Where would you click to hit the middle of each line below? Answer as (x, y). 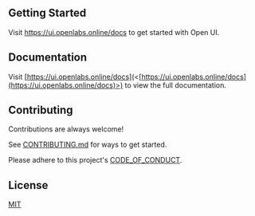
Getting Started (47, 13)
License (28, 185)
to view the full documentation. (176, 85)
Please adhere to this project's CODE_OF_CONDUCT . (95, 160)
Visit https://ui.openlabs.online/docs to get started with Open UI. (114, 32)
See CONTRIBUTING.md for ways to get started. (88, 145)
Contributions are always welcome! (66, 129)
